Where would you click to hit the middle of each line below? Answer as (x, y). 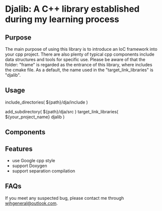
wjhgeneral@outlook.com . (31, 203)
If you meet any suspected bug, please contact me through (65, 198)
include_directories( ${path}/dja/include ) (47, 102)
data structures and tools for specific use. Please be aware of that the (75, 59)
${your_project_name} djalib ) (35, 117)
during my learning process (62, 19)
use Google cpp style (33, 161)
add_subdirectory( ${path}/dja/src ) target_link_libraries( (62, 111)
